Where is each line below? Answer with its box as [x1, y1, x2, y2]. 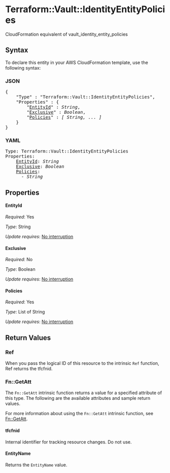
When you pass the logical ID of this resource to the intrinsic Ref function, [5, 360, 159, 366]
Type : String [5, 224, 31, 230]
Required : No [5, 257, 33, 263]
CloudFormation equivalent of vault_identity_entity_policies [5, 31, 128, 37]
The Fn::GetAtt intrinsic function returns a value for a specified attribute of [5, 390, 162, 396]
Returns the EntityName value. [5, 461, 67, 468]
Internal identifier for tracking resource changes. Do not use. [5, 438, 132, 445]
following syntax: [5, 65, 41, 71]
